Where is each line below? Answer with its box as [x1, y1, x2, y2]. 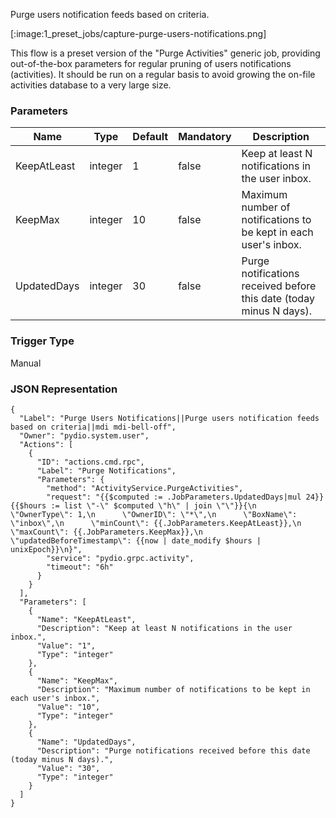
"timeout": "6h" [46, 562, 114, 572]
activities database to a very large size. [10, 79, 172, 91]
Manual [10, 357, 42, 369]
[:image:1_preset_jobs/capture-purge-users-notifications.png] [10, 28, 267, 39]
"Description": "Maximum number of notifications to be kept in [36, 684, 311, 694]
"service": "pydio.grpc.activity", [46, 553, 195, 563]
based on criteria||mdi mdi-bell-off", [10, 422, 177, 432]
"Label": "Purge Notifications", [36, 465, 177, 476]
